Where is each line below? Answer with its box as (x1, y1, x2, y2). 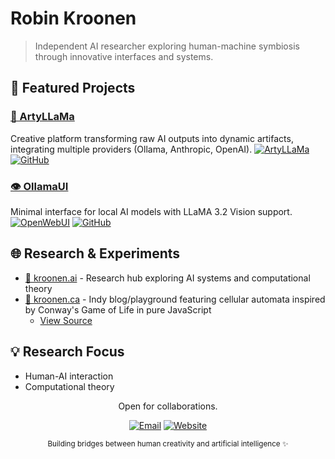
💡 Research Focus (10, 343, 125, 361)
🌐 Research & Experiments (10, 245, 181, 262)
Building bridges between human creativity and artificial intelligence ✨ (47, 438, 289, 449)
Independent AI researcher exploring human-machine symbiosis (34, 40, 300, 52)
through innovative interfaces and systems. (34, 50, 214, 62)
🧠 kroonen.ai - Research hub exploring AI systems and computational (24, 272, 311, 284)
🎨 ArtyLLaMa (10, 110, 75, 124)
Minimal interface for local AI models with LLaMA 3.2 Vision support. (10, 205, 293, 217)
